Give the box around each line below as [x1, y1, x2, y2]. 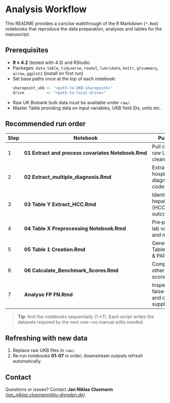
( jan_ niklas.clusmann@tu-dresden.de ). [5, 391, 87, 397]
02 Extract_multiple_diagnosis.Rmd [24, 174, 112, 181]
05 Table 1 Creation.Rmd [24, 246, 86, 253]
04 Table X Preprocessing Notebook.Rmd [24, 225, 126, 232]
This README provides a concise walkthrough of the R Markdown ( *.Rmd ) [5, 20, 158, 26]
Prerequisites [5, 46, 49, 54]
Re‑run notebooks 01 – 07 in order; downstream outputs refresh [12, 353, 143, 359]
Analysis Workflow [5, 4, 87, 15]
